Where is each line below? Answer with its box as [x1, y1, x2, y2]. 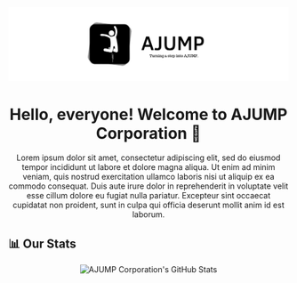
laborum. [132, 209, 165, 220]
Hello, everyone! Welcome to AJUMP [9, 104, 288, 125]
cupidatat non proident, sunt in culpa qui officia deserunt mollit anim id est [12, 199, 285, 211]
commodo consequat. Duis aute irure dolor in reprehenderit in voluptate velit [8, 181, 289, 191]
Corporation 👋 [95, 123, 202, 143]
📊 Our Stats [8, 236, 76, 251]
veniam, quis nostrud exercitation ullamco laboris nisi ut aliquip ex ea [22, 172, 275, 182]
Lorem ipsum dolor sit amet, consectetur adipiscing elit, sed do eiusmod [16, 152, 281, 163]
